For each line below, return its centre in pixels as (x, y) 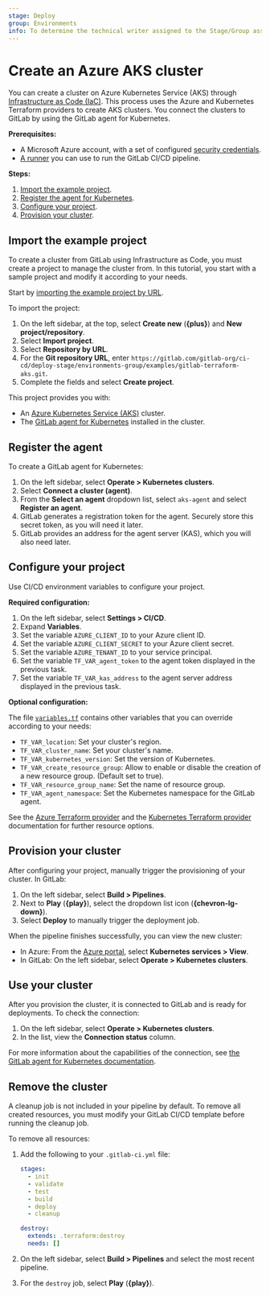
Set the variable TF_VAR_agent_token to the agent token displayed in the (137, 660)
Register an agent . (51, 507)
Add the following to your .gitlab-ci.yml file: (95, 1154)
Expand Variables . (51, 626)
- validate (46, 1184)
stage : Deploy (32, 16)
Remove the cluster (58, 1086)
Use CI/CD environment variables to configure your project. (107, 586)
